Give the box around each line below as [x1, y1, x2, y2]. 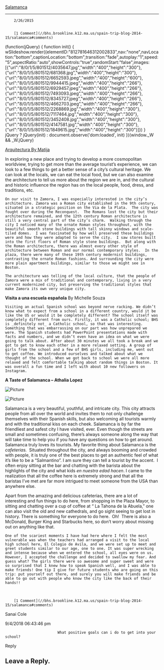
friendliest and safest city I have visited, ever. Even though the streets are [5, 426, 153, 432]
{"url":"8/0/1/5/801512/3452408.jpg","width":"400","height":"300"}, [5, 117, 141, 122]
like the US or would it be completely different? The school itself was [5, 313, 159, 318]
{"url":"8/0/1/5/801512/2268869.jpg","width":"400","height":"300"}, [5, 106, 141, 112]
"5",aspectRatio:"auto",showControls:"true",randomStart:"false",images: [5, 60, 150, 65]
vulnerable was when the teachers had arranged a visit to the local [5, 538, 150, 543]
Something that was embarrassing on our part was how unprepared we [5, 326, 147, 331]
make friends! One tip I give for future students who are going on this [5, 567, 159, 572]
